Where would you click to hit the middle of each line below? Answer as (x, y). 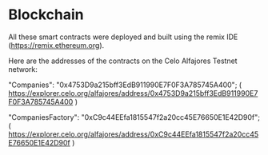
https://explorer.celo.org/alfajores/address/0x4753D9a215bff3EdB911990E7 (133, 93)
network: (23, 69)
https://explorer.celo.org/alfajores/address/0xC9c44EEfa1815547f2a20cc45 (134, 134)
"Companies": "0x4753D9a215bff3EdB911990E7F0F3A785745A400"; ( (125, 85)
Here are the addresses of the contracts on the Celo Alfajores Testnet (123, 61)
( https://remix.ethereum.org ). (56, 45)
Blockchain (46, 15)
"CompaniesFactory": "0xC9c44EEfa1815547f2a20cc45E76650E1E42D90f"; (134, 117)
